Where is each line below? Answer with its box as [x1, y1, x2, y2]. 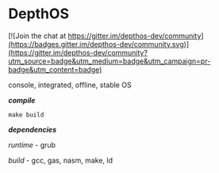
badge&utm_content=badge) [8, 64, 102, 74]
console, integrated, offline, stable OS [8, 80, 133, 90]
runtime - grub [8, 140, 56, 149]
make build [8, 110, 44, 119]
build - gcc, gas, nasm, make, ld [8, 156, 113, 165]
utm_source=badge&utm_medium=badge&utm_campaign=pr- [8, 56, 211, 66]
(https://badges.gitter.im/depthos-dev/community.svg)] [8, 39, 189, 48]
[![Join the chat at [8, 31, 67, 40]
